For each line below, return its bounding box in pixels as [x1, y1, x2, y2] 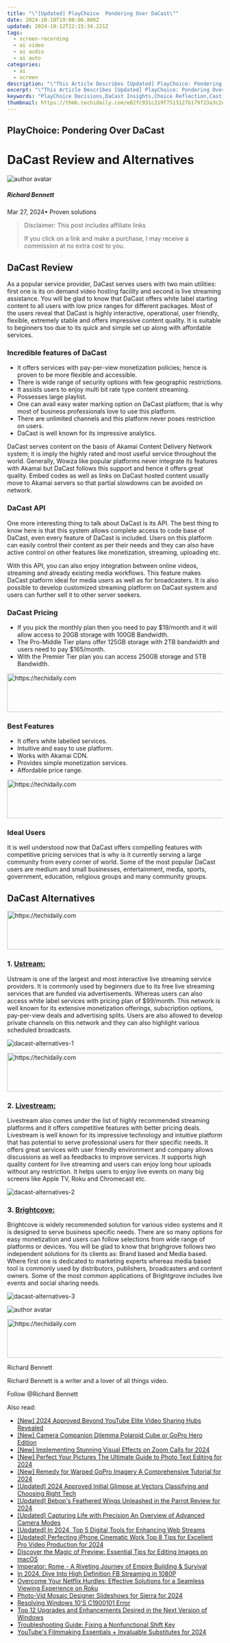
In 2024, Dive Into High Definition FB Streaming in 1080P [16, 1570, 177, 1578]
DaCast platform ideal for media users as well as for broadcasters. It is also [7, 576, 219, 584]
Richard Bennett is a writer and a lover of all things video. [7, 1377, 168, 1385]
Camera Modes [16, 1519, 61, 1527]
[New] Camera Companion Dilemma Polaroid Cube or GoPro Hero [16, 1431, 203, 1439]
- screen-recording [13, 36, 69, 43]
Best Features [7, 721, 55, 731]
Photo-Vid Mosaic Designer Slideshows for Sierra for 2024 [16, 1592, 183, 1600]
